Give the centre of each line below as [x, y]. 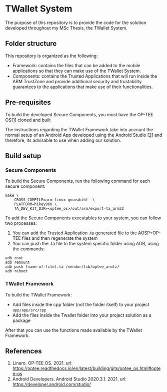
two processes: [21, 223]
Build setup [23, 156]
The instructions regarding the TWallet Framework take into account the [79, 129]
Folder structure [31, 44]
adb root [14, 258]
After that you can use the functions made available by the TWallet [74, 330]
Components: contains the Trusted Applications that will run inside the [85, 76]
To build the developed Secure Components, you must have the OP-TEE [79, 114]
